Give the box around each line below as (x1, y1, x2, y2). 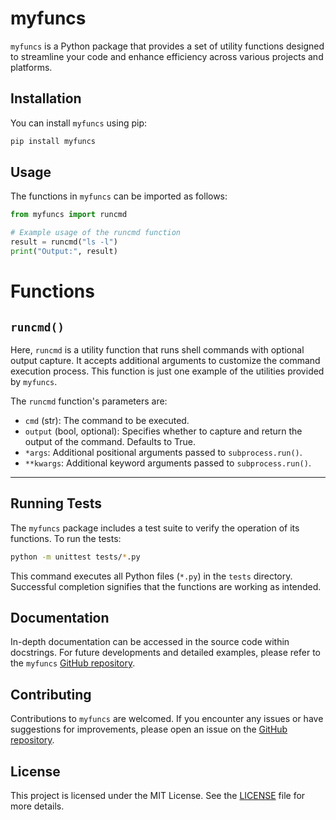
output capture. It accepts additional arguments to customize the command (10, 354, 321, 366)
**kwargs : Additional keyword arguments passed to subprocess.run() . (24, 457, 312, 469)
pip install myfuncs (10, 136, 97, 146)
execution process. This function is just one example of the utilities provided (10, 365, 325, 377)
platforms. (10, 61, 53, 73)
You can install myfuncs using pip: (10, 117, 148, 129)
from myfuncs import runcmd (10, 210, 128, 220)
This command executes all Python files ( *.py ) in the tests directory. (10, 570, 293, 582)
